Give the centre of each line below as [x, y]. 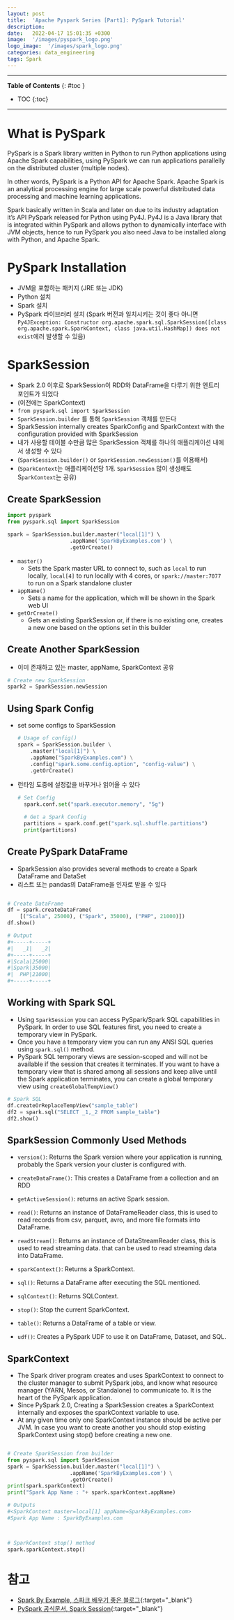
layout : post [26, 14]
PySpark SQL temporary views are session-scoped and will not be [112, 1056]
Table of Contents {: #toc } [46, 85]
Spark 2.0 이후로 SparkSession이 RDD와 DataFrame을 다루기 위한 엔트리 [118, 385]
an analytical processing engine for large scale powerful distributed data [111, 188]
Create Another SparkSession [73, 650]
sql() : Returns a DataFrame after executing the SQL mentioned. [109, 1283]
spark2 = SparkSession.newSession [57, 687]
